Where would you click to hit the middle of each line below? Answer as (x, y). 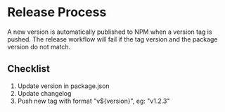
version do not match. (39, 46)
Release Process (57, 12)
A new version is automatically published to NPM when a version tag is (110, 32)
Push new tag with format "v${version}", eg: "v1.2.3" (94, 101)
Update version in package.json (64, 86)
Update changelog (44, 93)
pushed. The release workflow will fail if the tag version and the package (112, 39)
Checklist (29, 69)
